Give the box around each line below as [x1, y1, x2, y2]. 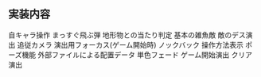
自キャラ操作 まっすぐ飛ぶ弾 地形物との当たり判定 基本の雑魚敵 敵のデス [8, 30, 247, 40]
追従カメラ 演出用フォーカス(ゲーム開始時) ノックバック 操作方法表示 [17, 40, 244, 49]
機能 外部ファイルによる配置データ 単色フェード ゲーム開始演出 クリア [21, 50, 253, 60]
